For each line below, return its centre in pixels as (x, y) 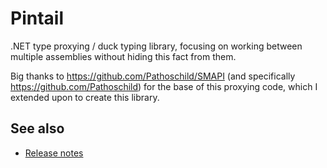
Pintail (37, 18)
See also (37, 128)
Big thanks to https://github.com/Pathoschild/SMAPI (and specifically (153, 76)
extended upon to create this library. (85, 97)
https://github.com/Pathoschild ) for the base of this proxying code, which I (164, 86)
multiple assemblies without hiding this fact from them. (123, 56)
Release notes (54, 153)
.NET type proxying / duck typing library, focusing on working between (156, 46)
